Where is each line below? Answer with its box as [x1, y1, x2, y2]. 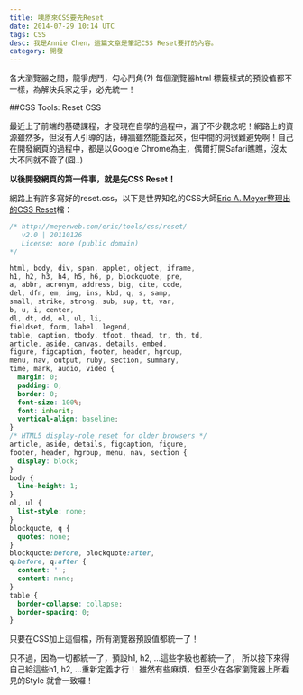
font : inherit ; [17, 406, 75, 415]
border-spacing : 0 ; [17, 607, 91, 616]
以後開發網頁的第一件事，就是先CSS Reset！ [9, 173, 176, 185]
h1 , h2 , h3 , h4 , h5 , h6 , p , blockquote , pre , [9, 272, 184, 281]
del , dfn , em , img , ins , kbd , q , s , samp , [9, 289, 171, 298]
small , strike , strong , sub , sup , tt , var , [9, 297, 176, 307]
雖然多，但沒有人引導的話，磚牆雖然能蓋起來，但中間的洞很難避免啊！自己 [16, 132, 294, 143]
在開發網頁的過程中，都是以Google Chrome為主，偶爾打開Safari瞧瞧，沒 [9, 144, 280, 154]
